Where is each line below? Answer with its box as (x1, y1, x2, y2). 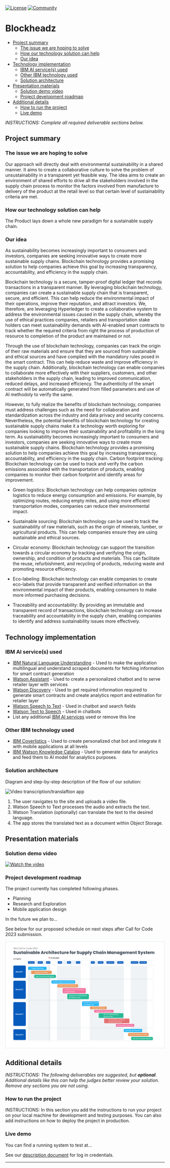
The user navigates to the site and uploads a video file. (12, 798, 127, 804)
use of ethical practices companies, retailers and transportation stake (5, 317, 150, 323)
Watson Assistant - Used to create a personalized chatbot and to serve (12, 676, 161, 682)
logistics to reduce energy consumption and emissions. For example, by (12, 492, 163, 499)
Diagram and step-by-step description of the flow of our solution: (5, 778, 142, 784)
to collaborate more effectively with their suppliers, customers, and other (5, 370, 157, 376)
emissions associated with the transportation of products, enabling (5, 466, 145, 473)
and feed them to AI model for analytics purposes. (12, 754, 117, 761)
